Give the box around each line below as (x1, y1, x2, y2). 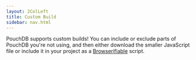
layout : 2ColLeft (6, 8, 49, 15)
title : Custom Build (6, 14, 57, 20)
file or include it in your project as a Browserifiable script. (6, 48, 145, 55)
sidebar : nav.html (6, 19, 51, 25)
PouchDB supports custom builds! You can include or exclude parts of (6, 36, 177, 43)
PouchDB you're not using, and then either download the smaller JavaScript (6, 41, 190, 48)
